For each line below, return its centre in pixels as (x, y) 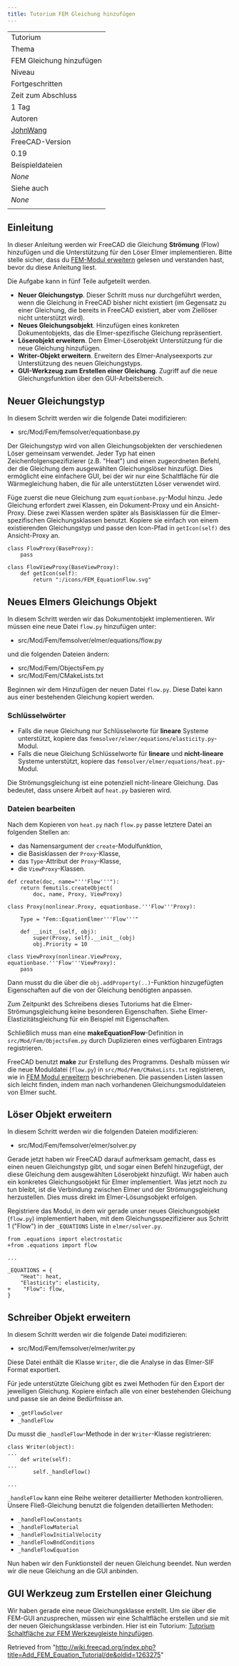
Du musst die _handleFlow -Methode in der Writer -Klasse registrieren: (110, 1434)
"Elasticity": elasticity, (60, 1283)
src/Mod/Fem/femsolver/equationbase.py (79, 432)
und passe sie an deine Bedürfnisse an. (65, 1399)
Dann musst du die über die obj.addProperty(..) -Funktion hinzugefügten (116, 982)
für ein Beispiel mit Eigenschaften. (119, 1019)
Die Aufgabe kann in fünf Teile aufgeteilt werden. (80, 281)
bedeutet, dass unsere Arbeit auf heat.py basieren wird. (90, 790)
